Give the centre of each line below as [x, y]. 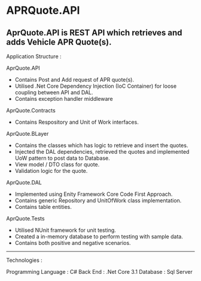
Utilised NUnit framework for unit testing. [66, 230]
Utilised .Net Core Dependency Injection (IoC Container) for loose [96, 86]
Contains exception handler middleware [64, 99]
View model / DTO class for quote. [57, 165]
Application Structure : [34, 56]
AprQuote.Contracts [31, 110]
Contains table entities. [43, 207]
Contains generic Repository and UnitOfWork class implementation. [98, 201]
